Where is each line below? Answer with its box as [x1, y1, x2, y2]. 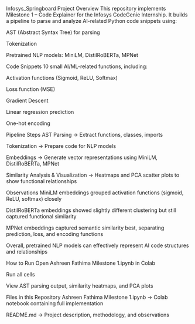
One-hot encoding [6, 120, 51, 127]
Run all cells [6, 271, 35, 278]
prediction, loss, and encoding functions [6, 231, 104, 237]
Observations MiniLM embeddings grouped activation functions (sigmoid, [6, 189, 184, 196]
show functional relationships [6, 178, 77, 184]
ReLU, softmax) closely [6, 195, 62, 202]
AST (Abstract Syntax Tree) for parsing [6, 29, 101, 36]
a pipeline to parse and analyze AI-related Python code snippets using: [6, 18, 177, 24]
